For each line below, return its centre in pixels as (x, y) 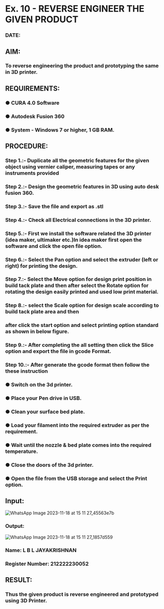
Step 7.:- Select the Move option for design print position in (78, 279)
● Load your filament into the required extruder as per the (77, 425)
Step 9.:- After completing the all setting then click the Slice (79, 345)
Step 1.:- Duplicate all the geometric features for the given (77, 160)
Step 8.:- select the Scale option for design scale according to (82, 305)
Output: (15, 526)
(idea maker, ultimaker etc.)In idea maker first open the (73, 240)
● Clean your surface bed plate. (45, 412)
